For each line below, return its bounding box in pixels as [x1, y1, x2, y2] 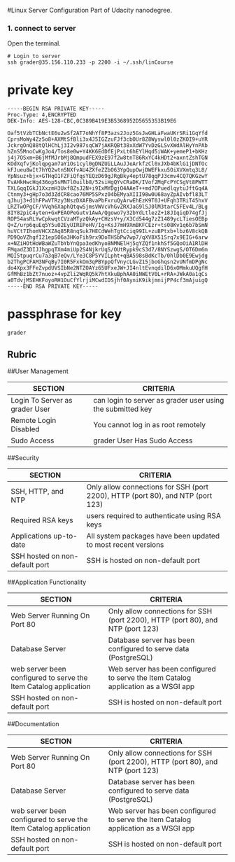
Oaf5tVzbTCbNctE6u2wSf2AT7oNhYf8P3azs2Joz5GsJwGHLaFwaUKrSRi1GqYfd [7, 130, 208, 137]
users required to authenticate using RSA [86, 510, 222, 520]
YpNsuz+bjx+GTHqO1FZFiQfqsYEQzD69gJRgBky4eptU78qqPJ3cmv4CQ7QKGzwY [7, 173, 208, 180]
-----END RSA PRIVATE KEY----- [7, 283, 99, 290]
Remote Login [10, 415, 57, 425]
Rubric [7, 348, 37, 360]
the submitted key [93, 404, 152, 414]
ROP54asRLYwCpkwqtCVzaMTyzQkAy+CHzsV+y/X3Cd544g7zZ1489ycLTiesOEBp [7, 216, 208, 223]
